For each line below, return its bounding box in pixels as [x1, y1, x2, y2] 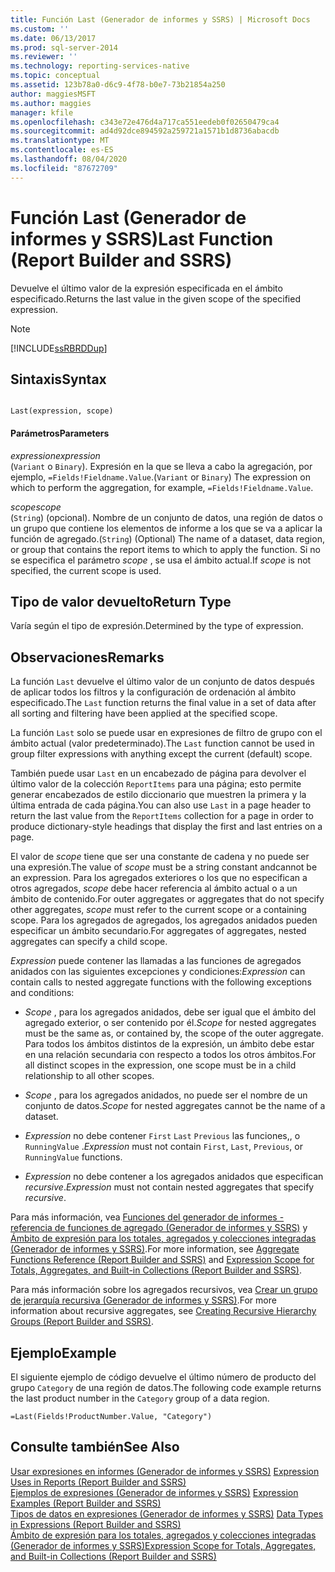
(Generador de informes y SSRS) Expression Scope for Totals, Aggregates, [10, 1539, 317, 1551]
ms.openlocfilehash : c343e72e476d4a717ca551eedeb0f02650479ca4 [10, 117, 280, 127]
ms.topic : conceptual [10, 71, 101, 81]
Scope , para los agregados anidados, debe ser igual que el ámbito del [24, 1006, 317, 1018]
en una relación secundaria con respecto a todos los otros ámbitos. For [24, 1049, 317, 1061]
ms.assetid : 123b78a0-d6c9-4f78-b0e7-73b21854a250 [10, 80, 226, 90]
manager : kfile [10, 107, 74, 118]
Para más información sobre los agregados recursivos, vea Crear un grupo [10, 1284, 318, 1296]
